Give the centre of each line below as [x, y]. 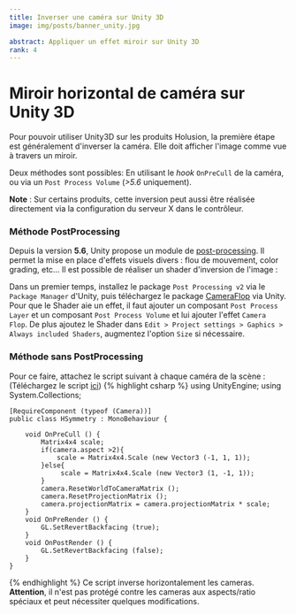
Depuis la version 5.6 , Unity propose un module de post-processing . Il [137, 251]
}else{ [53, 465]
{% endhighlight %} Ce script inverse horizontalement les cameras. [132, 582]
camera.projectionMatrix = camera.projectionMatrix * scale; [156, 504]
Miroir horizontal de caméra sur [127, 93]
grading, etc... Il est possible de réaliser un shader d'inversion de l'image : [144, 270]
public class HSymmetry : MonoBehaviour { [88, 419]
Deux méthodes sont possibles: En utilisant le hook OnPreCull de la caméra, [147, 173]
